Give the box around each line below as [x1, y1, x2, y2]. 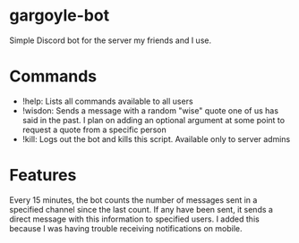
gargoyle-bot [9, 5, 110, 26]
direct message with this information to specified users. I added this [9, 214, 260, 224]
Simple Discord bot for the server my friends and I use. [9, 35, 212, 46]
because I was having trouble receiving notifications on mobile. [9, 222, 243, 233]
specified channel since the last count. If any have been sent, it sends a [9, 204, 273, 214]
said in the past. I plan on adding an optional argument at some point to [21, 114, 285, 125]
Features [9, 165, 77, 186]
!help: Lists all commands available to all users [21, 96, 194, 106]
